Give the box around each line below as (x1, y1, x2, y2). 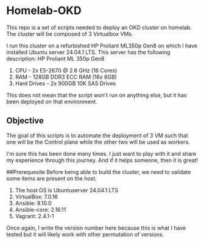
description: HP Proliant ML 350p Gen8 (6, 55, 105, 62)
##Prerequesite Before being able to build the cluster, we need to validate (6, 168, 191, 175)
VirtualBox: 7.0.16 (15, 193, 58, 200)
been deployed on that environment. (6, 98, 97, 105)
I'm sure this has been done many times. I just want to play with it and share (6, 150, 197, 157)
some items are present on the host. (6, 175, 97, 182)
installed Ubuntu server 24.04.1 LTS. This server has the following (6, 48, 171, 55)
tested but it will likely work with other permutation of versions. (6, 231, 164, 238)
